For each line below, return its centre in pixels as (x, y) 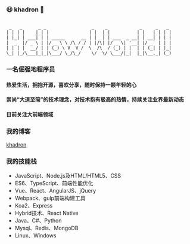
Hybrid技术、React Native (46, 213)
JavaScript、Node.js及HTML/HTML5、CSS (68, 175)
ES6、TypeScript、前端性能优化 (54, 183)
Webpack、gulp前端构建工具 (50, 198)
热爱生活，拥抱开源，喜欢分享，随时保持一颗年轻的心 (71, 85)
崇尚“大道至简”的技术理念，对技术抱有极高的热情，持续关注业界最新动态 (95, 100)
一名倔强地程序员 (31, 69)
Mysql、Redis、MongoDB (46, 228)
